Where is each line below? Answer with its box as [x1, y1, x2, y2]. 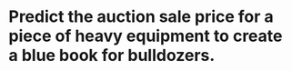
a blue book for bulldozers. [8, 46, 216, 66]
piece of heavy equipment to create [8, 25, 283, 46]
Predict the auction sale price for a [8, 6, 274, 27]
